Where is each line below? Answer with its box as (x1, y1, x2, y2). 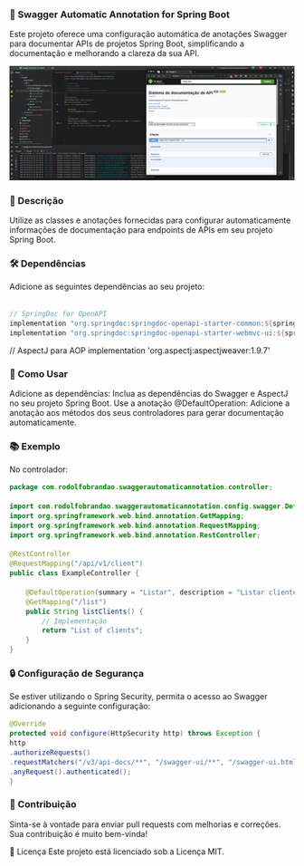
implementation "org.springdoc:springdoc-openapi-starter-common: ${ (9, 319, 273, 328)
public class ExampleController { (9, 569, 140, 578)
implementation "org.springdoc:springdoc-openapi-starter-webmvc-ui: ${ (9, 328, 285, 338)
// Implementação (42, 616, 107, 626)
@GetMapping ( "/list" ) (25, 597, 107, 606)
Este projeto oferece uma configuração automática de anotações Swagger (9, 29, 288, 40)
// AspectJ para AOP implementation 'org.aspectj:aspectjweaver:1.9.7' (9, 344, 271, 356)
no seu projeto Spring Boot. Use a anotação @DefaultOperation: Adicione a (9, 398, 290, 409)
